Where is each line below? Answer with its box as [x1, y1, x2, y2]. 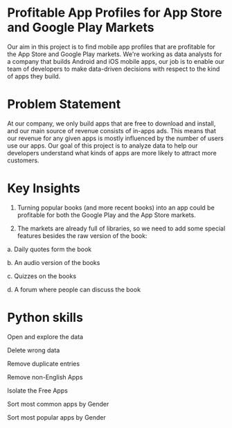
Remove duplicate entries [7, 359, 80, 368]
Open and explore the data [7, 332, 84, 341]
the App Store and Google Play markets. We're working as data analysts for [7, 50, 222, 58]
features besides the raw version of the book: [17, 231, 148, 240]
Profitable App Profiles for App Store [7, 5, 223, 21]
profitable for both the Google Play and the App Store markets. [17, 210, 196, 219]
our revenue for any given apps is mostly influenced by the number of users [7, 134, 224, 142]
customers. [7, 156, 39, 164]
